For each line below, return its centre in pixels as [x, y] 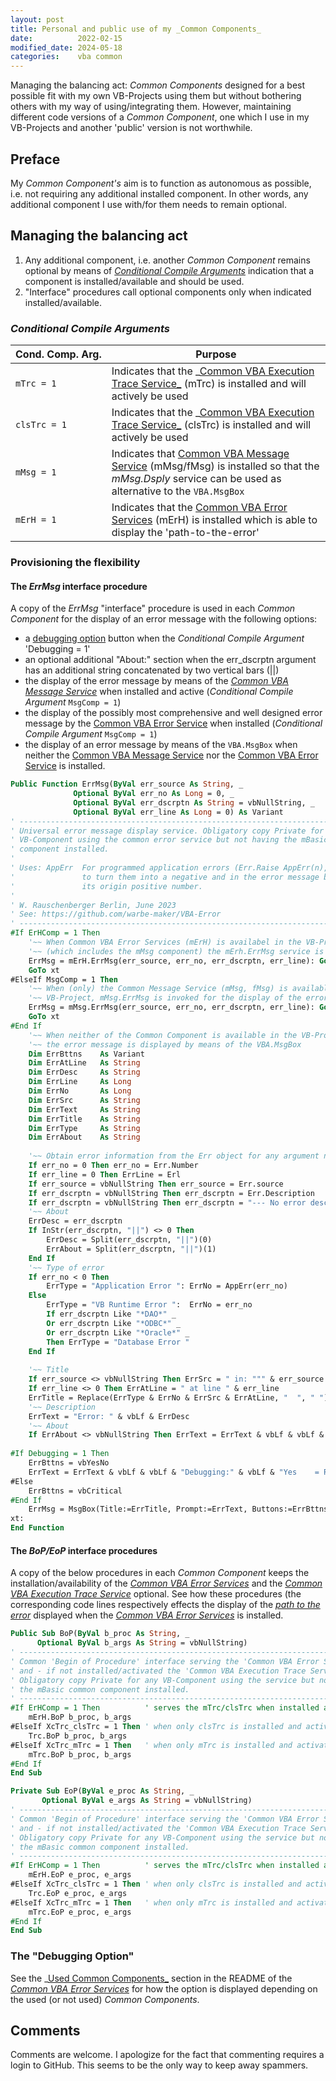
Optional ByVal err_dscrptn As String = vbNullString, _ [194, 802]
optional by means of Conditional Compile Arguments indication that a [169, 270]
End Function [37, 1528]
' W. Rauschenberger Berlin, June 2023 [93, 905]
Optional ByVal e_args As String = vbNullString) [147, 1801]
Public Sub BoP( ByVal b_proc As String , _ [100, 1634]
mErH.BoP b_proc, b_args [80, 1717]
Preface [35, 159]
